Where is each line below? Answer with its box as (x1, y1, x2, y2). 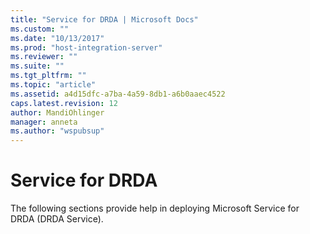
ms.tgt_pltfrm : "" (10, 71, 87, 81)
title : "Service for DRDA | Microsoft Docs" (10, 14, 199, 25)
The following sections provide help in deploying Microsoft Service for (10, 202, 300, 215)
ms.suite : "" (10, 61, 65, 71)
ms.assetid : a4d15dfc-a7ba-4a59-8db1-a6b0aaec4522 (10, 89, 226, 99)
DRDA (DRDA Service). (10, 213, 104, 225)
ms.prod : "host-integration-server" (10, 42, 163, 53)
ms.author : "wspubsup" (10, 126, 105, 136)
